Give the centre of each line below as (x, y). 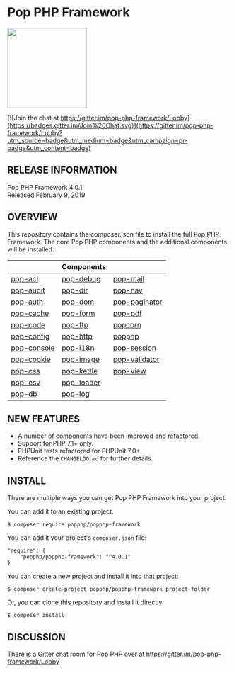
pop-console (33, 348)
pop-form (78, 313)
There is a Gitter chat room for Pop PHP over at (76, 654)
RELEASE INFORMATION (62, 170)
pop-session (135, 348)
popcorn (127, 324)
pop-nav (128, 290)
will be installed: (31, 249)
